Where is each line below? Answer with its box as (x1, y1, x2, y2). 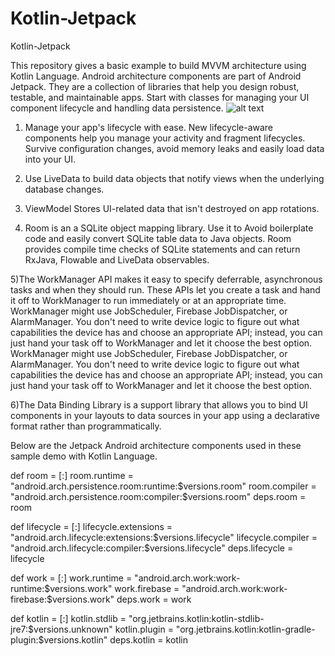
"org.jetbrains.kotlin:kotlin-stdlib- (128, 612, 265, 624)
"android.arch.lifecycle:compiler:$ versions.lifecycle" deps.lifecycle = (10, 542, 294, 554)
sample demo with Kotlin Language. (10, 450, 158, 462)
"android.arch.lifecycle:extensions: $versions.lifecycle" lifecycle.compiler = (10, 531, 318, 543)
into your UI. (24, 153, 76, 165)
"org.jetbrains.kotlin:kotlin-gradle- (175, 623, 316, 635)
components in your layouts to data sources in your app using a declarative (10, 409, 321, 421)
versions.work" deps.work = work (51, 593, 192, 605)
